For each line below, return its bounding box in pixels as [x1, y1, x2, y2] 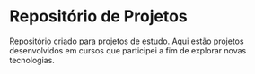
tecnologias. [9, 54, 56, 65]
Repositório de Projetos [9, 6, 188, 27]
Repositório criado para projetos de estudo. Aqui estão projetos [9, 36, 244, 46]
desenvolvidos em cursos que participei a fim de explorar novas [9, 45, 247, 55]
